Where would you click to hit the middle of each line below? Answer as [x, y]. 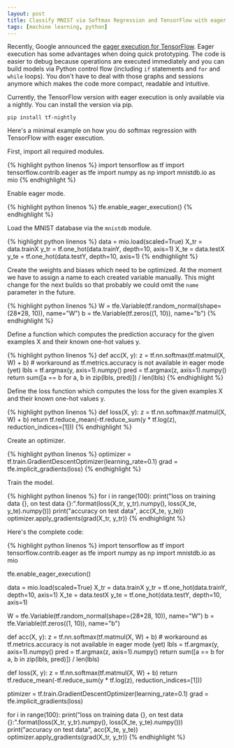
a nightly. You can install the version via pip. [71, 105]
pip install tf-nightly [42, 118]
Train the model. [31, 483]
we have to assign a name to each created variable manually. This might [111, 278]
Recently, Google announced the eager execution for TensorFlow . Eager [111, 47]
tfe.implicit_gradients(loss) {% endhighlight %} [74, 469]
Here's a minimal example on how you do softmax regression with [102, 131]
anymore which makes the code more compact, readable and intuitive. [109, 84]
